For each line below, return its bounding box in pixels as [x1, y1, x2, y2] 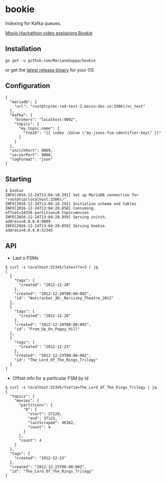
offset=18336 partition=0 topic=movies [5, 210, 89, 216]
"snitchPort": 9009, [10, 148, 53, 153]
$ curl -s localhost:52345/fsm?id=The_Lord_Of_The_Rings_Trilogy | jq [5, 385, 157, 390]
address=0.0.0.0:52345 [5, 228, 53, 233]
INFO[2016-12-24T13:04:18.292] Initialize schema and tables [5, 201, 137, 206]
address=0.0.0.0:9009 [5, 219, 51, 224]
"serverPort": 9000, [10, 152, 53, 157]
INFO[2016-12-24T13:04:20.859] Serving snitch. [5, 214, 107, 220]
